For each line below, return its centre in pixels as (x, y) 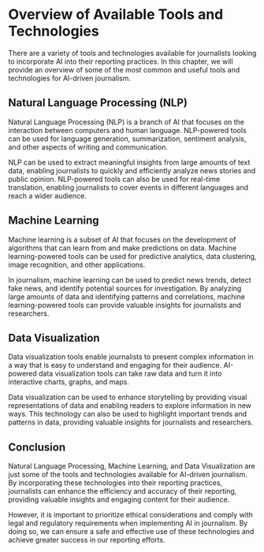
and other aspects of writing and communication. (88, 146)
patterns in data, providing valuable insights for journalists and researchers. (131, 422)
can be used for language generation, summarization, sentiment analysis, (127, 139)
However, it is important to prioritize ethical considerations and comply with (131, 515)
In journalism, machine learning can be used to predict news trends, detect (130, 280)
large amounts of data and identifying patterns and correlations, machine (127, 296)
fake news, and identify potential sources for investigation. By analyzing (125, 288)
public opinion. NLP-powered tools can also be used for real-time (114, 179)
